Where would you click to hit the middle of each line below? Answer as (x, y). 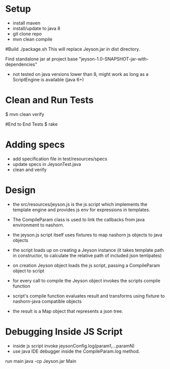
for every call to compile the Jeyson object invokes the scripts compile (87, 280)
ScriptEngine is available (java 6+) (48, 79)
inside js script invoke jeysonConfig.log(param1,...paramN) (74, 346)
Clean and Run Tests (49, 100)
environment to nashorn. (38, 225)
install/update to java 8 (37, 28)
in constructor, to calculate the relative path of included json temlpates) (87, 256)
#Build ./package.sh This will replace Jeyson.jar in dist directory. (73, 49)
